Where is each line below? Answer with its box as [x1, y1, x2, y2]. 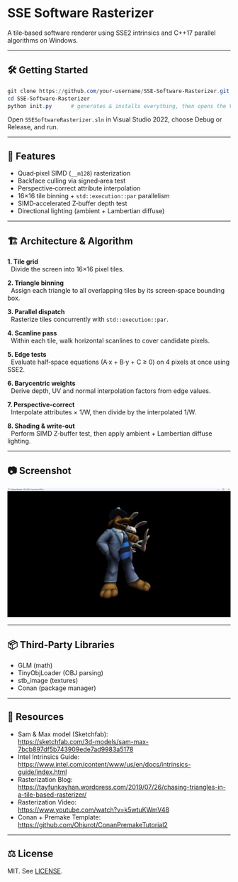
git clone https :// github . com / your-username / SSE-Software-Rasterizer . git [7, 87, 230, 95]
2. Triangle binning [7, 279, 64, 287]
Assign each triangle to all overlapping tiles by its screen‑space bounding [10, 286, 225, 294]
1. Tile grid [7, 257, 39, 266]
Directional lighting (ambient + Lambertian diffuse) [17, 207, 165, 215]
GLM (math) [17, 661, 53, 669]
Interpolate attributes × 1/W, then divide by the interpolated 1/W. [10, 408, 197, 416]
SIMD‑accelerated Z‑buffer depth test [17, 199, 127, 208]
